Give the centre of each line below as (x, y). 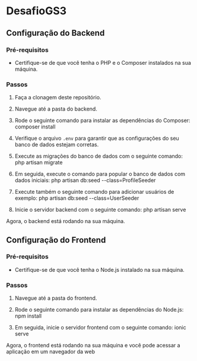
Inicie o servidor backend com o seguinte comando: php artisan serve (100, 210)
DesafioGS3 (36, 11)
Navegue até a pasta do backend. (56, 109)
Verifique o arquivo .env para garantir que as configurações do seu (97, 139)
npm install (28, 316)
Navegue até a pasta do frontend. (56, 298)
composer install (35, 127)
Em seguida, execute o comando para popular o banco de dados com (100, 174)
